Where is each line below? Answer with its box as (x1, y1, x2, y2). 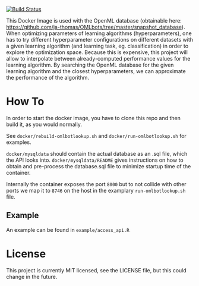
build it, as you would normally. (6, 121, 82, 128)
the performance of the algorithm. (6, 74, 89, 81)
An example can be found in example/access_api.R (6, 226, 129, 233)
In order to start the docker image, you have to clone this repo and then (6, 114, 181, 121)
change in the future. (6, 273, 58, 280)
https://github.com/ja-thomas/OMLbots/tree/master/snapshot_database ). (6, 24, 185, 30)
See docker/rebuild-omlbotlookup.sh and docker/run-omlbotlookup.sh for (6, 132, 187, 139)
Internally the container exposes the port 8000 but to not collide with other (6, 180, 187, 187)
